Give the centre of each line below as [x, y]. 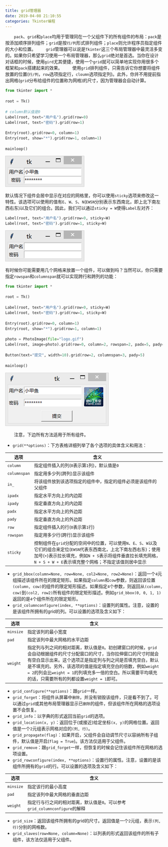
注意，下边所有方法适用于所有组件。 [51, 434]
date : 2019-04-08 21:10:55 [33, 16]
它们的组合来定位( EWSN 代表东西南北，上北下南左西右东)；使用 [97, 549]
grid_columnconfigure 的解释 [56, 809]
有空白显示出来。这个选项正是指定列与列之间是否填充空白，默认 [93, 660]
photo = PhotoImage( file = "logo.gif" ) [44, 339]
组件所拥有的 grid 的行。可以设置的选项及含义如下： [65, 766]
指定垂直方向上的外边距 [58, 519]
